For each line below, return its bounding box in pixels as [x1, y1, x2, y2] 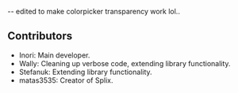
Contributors [7, 29, 73, 43]
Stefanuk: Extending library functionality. [18, 67, 152, 76]
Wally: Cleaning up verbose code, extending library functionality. [18, 58, 231, 68]
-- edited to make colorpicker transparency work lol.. [7, 7, 180, 16]
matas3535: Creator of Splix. [18, 75, 113, 85]
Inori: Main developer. [18, 50, 90, 60]
